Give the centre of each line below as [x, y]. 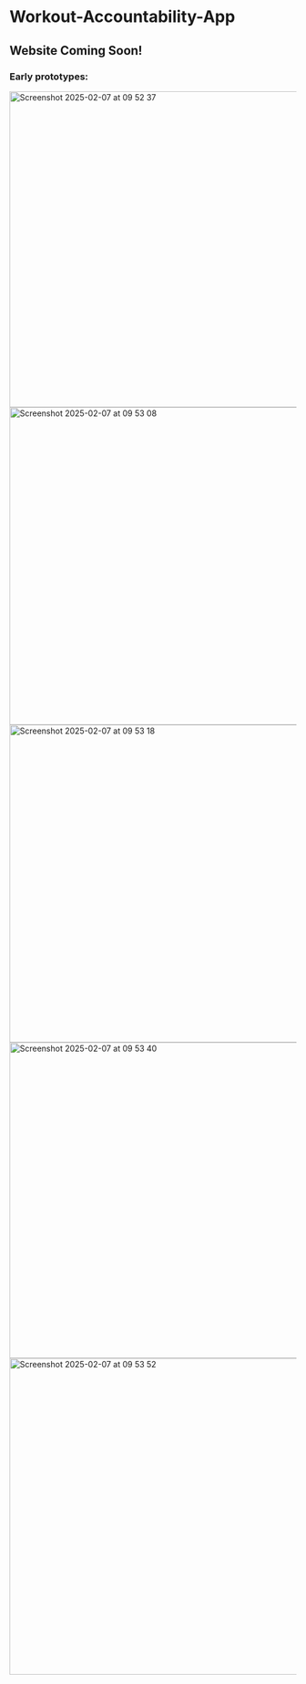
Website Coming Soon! [76, 51]
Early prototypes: [49, 77]
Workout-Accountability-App [122, 17]
